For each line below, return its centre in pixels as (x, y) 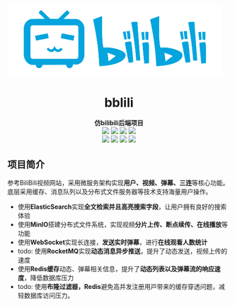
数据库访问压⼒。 (49, 295)
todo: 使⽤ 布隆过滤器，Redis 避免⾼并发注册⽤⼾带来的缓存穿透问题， (118, 287)
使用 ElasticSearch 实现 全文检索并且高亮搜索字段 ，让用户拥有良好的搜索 (122, 207)
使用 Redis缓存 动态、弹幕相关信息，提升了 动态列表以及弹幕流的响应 (116, 269)
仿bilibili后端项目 (119, 123)
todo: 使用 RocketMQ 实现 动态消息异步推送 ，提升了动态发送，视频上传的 (122, 251)
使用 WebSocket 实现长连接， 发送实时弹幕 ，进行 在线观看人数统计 (113, 242)
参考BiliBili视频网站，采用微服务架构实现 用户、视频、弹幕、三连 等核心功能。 (118, 183)
